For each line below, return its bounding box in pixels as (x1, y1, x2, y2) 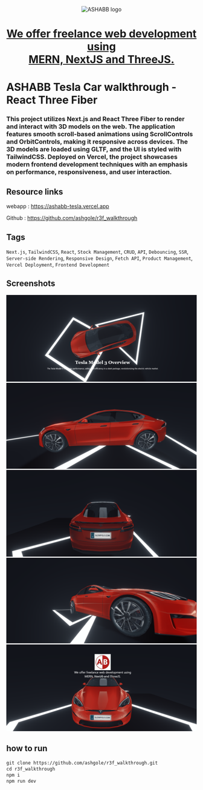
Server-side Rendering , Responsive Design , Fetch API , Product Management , (6, 254, 193, 262)
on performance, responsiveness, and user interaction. (6, 168, 172, 176)
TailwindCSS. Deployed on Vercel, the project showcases (6, 153, 178, 161)
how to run (6, 743, 48, 754)
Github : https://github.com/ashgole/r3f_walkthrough (6, 214, 138, 222)
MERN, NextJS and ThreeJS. (28, 53, 175, 67)
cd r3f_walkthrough (6, 766, 56, 772)
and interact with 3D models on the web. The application (6, 122, 175, 131)
